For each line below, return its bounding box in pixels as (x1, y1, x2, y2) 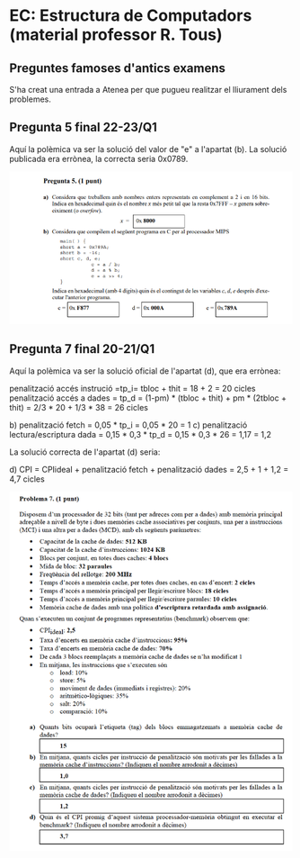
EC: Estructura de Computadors (9, 5, 252, 26)
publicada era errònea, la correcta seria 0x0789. (9, 153, 189, 164)
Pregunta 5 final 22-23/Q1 (9, 120, 157, 135)
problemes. (9, 94, 51, 104)
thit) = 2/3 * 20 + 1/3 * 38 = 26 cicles (9, 402, 148, 412)
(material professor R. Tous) (9, 24, 223, 45)
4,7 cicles (9, 474, 45, 484)
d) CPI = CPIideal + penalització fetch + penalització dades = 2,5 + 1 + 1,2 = (9, 464, 289, 474)
